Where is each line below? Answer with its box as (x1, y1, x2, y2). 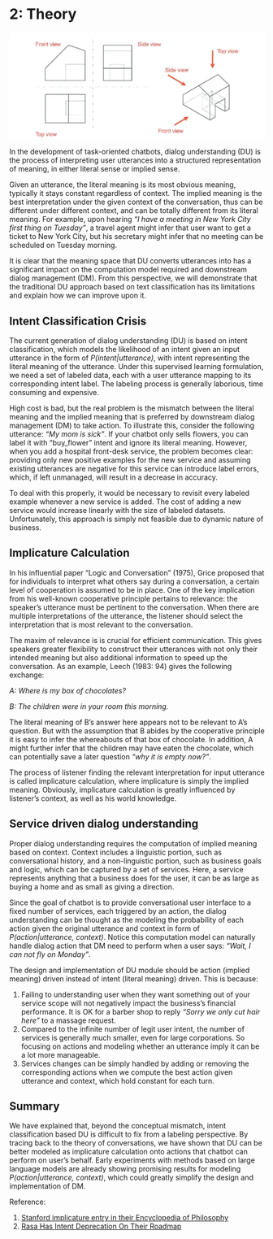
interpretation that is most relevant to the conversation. (9, 619, 193, 629)
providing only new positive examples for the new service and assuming (9, 454, 251, 464)
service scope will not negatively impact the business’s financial (20, 998, 236, 1008)
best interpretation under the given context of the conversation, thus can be (9, 197, 263, 207)
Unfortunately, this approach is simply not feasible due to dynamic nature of (9, 514, 264, 524)
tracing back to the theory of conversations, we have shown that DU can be (9, 1138, 262, 1148)
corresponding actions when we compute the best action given (20, 1067, 233, 1077)
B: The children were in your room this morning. (9, 701, 169, 711)
